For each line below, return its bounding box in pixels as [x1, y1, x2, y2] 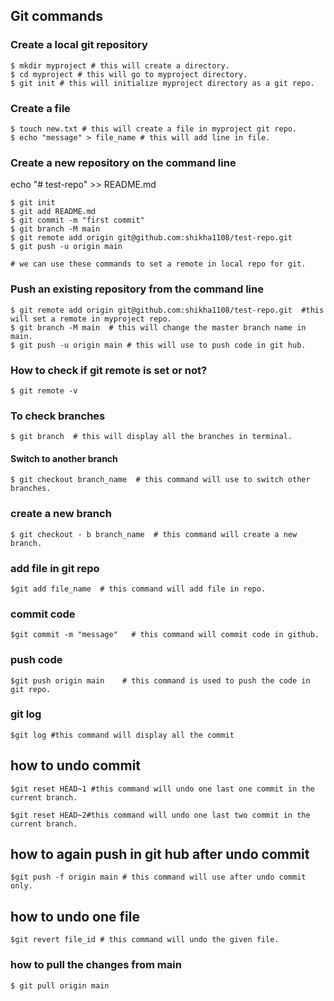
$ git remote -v [10, 385, 78, 396]
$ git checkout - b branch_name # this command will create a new [10, 529, 298, 539]
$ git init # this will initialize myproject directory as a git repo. [10, 78, 315, 88]
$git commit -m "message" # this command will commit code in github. [10, 630, 320, 640]
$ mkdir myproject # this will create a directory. [10, 60, 230, 71]
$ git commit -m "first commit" [10, 215, 145, 226]
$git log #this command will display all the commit [10, 730, 235, 740]
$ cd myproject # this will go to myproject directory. [10, 69, 248, 79]
